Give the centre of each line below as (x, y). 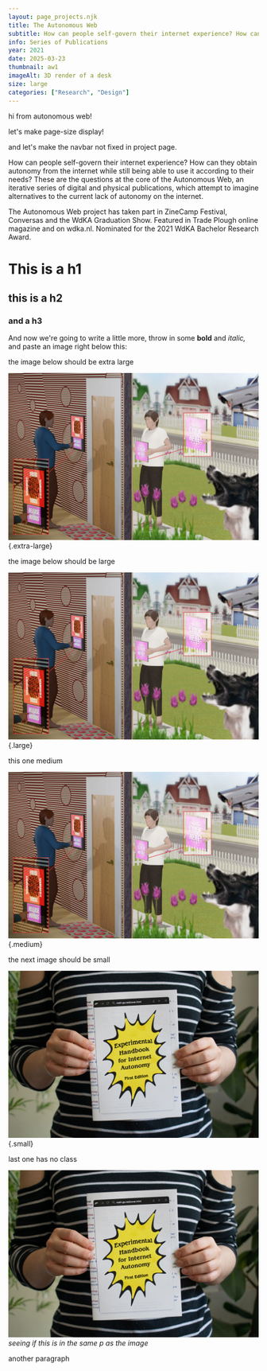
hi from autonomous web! (50, 116)
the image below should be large (62, 562)
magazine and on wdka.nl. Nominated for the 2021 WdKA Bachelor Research (133, 228)
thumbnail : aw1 (33, 68)
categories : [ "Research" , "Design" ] (69, 92)
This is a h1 (45, 269)
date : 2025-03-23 (37, 59)
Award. (20, 237)
